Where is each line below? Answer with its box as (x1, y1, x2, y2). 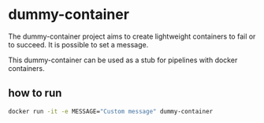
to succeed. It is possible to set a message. (8, 39, 149, 49)
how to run (8, 87, 62, 100)
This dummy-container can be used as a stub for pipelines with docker (8, 55, 238, 65)
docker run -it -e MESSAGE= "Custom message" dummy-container (8, 107, 214, 115)
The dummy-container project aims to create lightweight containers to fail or (8, 32, 256, 41)
